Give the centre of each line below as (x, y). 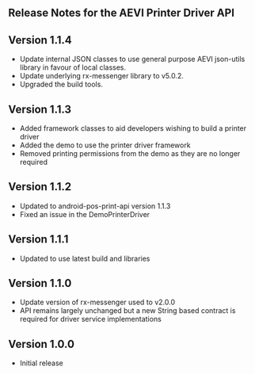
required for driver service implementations (91, 319)
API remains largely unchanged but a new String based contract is (127, 311)
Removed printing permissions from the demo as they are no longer (130, 154)
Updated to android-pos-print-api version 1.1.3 (95, 206)
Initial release (41, 363)
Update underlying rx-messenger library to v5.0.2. (102, 76)
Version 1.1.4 (40, 40)
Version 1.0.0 (42, 344)
